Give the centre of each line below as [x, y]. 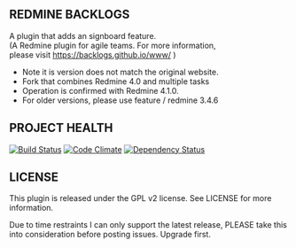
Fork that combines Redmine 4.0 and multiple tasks [116, 81]
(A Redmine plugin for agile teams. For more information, [113, 45]
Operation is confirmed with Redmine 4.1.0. [100, 90]
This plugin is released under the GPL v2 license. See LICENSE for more [140, 198]
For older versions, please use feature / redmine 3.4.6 [120, 100]
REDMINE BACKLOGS [70, 15]
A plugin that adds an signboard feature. [83, 35]
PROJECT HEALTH [61, 128]
